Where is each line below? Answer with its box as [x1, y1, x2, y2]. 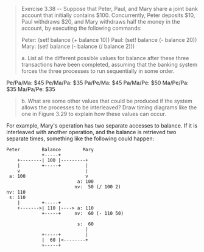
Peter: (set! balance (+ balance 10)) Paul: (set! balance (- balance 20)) [21, 36, 197, 43]
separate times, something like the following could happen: [6, 135, 155, 142]
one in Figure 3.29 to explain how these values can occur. [21, 111, 166, 117]
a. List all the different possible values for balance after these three [21, 55, 189, 61]
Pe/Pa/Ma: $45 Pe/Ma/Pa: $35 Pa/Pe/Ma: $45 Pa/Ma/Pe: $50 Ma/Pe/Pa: [6, 79, 189, 86]
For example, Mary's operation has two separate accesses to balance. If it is [6, 122, 198, 129]
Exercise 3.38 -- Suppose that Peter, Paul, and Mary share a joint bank [21, 5, 199, 12]
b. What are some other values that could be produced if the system [21, 97, 193, 104]
